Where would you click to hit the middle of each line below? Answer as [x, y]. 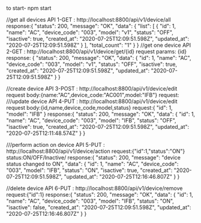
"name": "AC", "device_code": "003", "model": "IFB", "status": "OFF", [91, 120]
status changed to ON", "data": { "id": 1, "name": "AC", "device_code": [92, 164]
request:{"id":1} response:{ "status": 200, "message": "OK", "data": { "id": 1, [100, 195]
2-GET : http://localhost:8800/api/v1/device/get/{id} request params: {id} [97, 52]
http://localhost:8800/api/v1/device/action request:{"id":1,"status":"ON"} [96, 151]
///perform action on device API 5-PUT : [55, 145]
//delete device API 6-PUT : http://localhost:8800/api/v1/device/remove [94, 188]
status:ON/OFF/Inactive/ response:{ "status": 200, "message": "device [94, 157]
